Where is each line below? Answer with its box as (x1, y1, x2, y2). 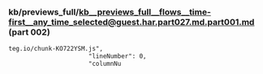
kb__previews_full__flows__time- (78, 6, 211, 18)
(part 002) (8, 27, 50, 38)
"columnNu (88, 60, 122, 68)
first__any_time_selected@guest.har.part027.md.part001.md (8, 16, 255, 27)
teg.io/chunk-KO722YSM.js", (8, 45, 104, 53)
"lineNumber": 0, (88, 52, 148, 60)
